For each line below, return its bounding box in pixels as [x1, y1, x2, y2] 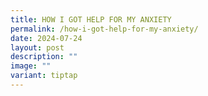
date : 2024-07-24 [10, 33, 83, 43]
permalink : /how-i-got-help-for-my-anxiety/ [10, 24, 199, 34]
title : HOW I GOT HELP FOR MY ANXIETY [10, 14, 172, 25]
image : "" [10, 61, 52, 71]
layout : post [10, 42, 65, 53]
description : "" [10, 52, 78, 62]
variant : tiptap [10, 71, 78, 81]
